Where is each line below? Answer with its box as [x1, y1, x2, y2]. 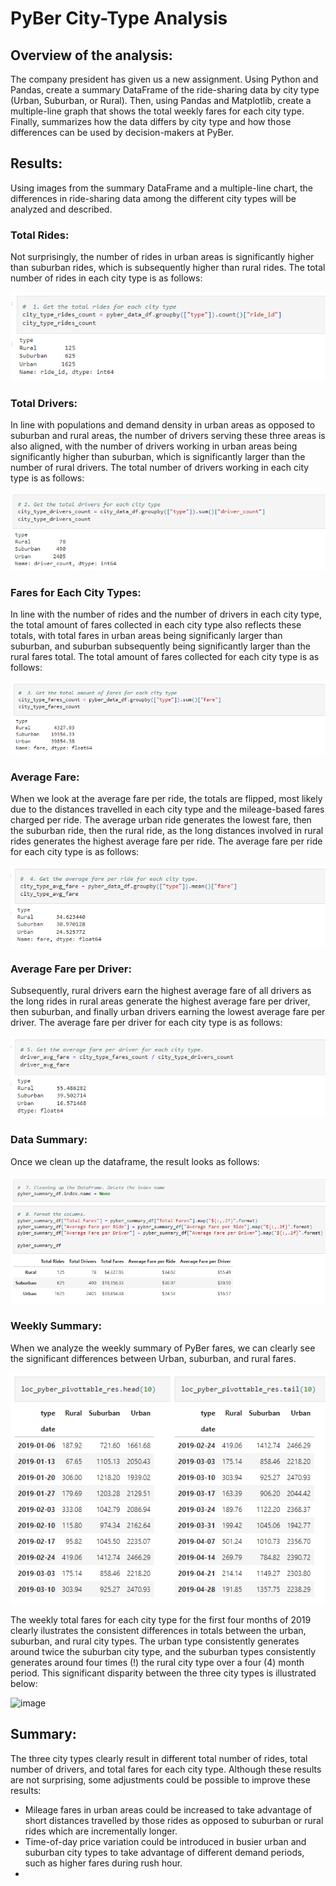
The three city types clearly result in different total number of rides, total [10, 1752, 308, 1764]
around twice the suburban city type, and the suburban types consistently [10, 1646, 317, 1658]
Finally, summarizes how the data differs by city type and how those [10, 116, 292, 127]
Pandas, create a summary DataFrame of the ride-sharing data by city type [10, 84, 320, 96]
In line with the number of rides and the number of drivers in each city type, [10, 608, 322, 621]
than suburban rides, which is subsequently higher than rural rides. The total [10, 262, 326, 274]
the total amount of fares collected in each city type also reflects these [10, 619, 302, 631]
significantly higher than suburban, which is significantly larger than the [10, 451, 306, 463]
